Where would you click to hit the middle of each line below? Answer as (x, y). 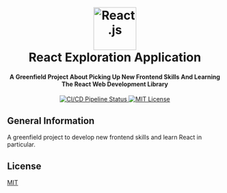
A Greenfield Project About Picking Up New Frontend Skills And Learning (115, 77)
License (24, 166)
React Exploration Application (115, 57)
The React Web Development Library (115, 84)
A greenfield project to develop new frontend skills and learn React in (105, 138)
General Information (51, 121)
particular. (21, 144)
